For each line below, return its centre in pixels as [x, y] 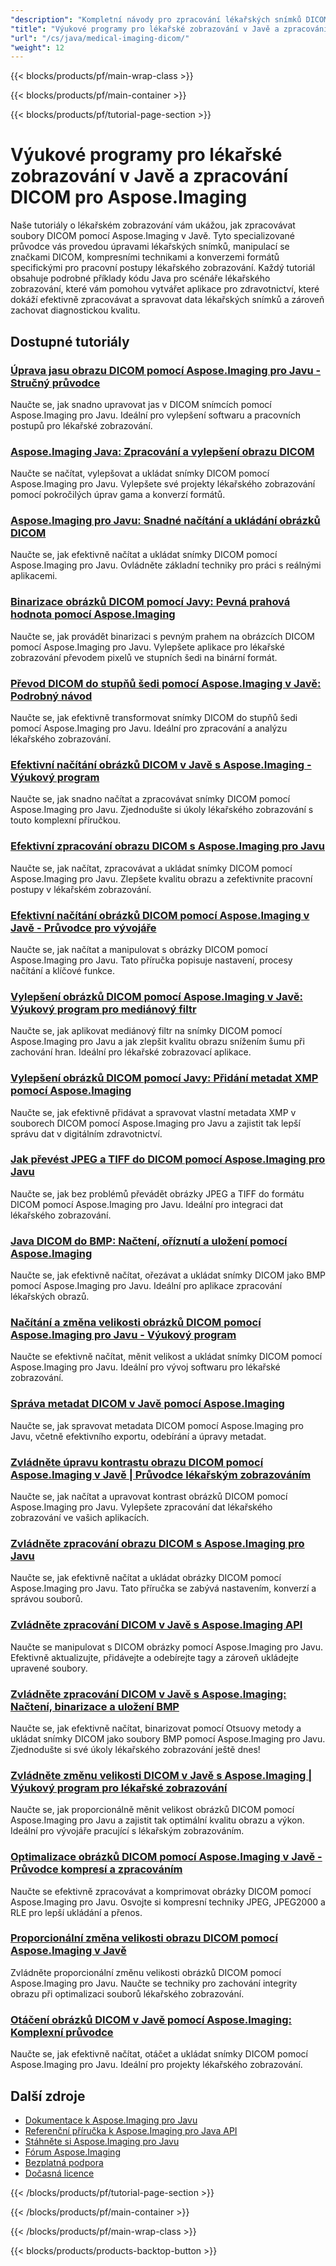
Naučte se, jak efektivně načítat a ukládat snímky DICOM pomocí [144, 555]
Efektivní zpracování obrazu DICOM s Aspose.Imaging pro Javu [168, 846]
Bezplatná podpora [64, 2162]
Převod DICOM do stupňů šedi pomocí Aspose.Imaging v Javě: [166, 683]
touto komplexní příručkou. [65, 820]
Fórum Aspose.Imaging [72, 2152]
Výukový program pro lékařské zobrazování [119, 1788]
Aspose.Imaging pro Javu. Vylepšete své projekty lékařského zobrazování [163, 484]
